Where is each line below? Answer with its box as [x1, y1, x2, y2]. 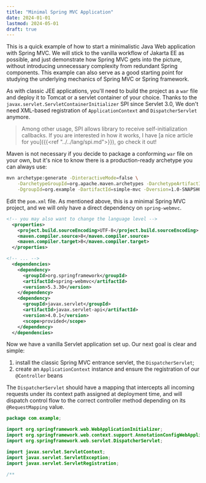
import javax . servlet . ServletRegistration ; [6, 460, 120, 466]
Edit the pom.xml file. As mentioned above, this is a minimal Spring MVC [6, 197, 186, 205]
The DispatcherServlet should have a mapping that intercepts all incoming [6, 384, 195, 391]
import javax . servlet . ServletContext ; [6, 449, 105, 455]
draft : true [6, 26, 37, 32]
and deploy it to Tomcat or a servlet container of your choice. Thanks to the [6, 94, 197, 101]
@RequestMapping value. [6, 403, 64, 411]
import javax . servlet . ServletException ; [6, 454, 112, 460]
